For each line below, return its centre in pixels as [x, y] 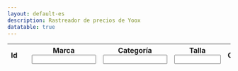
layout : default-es [36, 14]
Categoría [135, 51]
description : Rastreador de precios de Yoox [74, 20]
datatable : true [31, 27]
